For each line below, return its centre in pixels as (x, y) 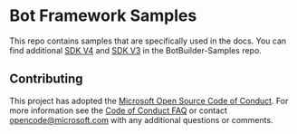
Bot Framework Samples (103, 16)
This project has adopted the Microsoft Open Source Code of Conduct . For (149, 100)
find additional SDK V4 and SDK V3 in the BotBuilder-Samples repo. (136, 50)
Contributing (46, 79)
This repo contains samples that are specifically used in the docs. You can (148, 41)
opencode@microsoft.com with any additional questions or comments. (141, 120)
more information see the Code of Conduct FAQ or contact (119, 110)
